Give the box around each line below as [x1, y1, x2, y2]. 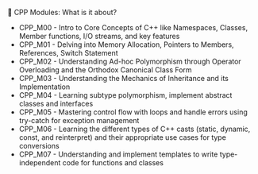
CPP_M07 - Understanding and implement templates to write [18, 149, 218, 159]
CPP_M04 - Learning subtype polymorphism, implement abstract [18, 91, 233, 99]
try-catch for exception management [18, 116, 140, 125]
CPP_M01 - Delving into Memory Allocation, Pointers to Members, [18, 40, 235, 49]
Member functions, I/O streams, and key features [18, 32, 180, 41]
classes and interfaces [18, 99, 94, 108]
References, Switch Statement [18, 48, 118, 57]
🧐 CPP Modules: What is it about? [7, 8, 117, 17]
